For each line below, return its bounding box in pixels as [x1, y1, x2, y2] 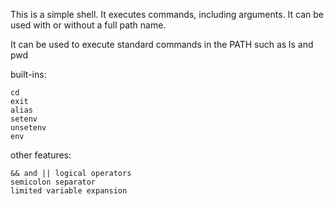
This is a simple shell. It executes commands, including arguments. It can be [10, 9, 325, 20]
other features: [10, 149, 72, 161]
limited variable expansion [10, 186, 128, 196]
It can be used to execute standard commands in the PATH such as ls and [10, 39, 314, 50]
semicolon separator [10, 177, 97, 187]
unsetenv [10, 123, 47, 133]
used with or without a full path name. [10, 19, 167, 31]
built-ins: [10, 69, 47, 80]
